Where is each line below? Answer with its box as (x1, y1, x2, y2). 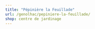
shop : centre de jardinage (5, 16, 61, 21)
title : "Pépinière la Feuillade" (5, 7, 75, 12)
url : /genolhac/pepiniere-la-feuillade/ (5, 12, 91, 17)
